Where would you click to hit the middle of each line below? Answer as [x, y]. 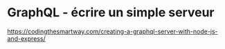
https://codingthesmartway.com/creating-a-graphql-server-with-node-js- [112, 31]
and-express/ [27, 38]
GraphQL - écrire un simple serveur [111, 13]
